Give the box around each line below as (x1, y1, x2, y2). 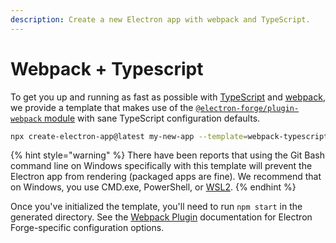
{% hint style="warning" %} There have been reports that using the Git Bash (10, 149, 325, 161)
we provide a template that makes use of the (10, 101, 194, 113)
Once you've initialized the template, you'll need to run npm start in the (10, 201, 303, 213)
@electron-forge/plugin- (195, 103, 300, 113)
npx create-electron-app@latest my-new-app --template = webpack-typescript (10, 131, 329, 141)
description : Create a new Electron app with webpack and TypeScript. (10, 14, 311, 25)
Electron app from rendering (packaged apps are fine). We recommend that (10, 171, 322, 183)
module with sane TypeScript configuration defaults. (44, 112, 261, 124)
